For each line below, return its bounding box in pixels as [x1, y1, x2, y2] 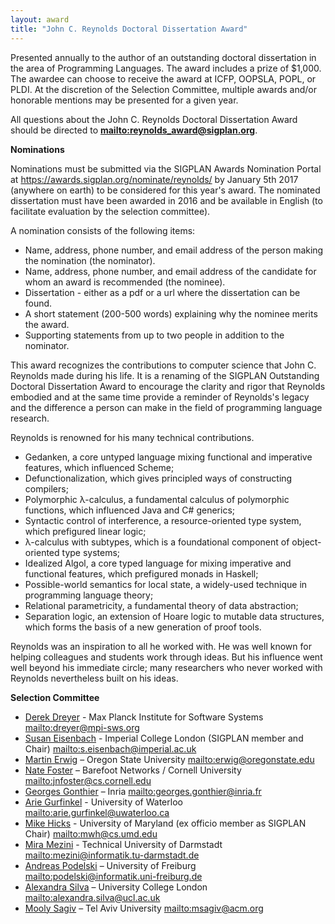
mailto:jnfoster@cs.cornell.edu [24, 774, 152, 786]
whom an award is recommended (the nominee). [24, 276, 226, 288]
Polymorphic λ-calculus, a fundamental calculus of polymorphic [24, 493, 290, 505]
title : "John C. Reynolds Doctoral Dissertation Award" [10, 24, 248, 34]
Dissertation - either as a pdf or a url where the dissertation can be [24, 286, 301, 298]
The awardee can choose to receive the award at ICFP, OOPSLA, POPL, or [10, 72, 317, 85]
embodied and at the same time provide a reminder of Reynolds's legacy [10, 391, 310, 403]
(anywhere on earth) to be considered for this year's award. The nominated [10, 184, 321, 196]
